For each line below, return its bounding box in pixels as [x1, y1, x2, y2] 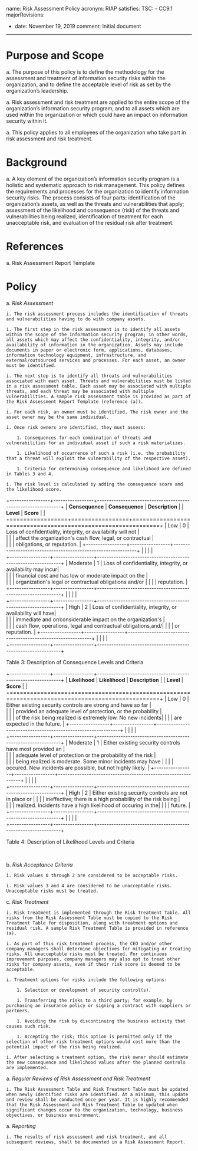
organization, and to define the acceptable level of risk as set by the [6, 81, 171, 88]
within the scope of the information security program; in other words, [6, 332, 189, 337]
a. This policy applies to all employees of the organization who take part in [6, 129, 186, 136]
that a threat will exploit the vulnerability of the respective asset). [6, 455, 192, 461]
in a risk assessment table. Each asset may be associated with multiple [6, 383, 192, 389]
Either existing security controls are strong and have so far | [6, 701, 151, 709]
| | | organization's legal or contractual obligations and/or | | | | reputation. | [6, 578, 188, 585]
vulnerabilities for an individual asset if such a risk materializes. [6, 440, 186, 446]
